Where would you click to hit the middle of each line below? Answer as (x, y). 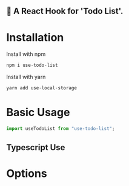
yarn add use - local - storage (42, 88)
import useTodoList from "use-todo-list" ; (61, 129)
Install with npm (26, 54)
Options (27, 174)
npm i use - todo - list (32, 65)
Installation (35, 37)
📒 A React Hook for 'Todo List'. (65, 11)
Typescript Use (36, 147)
